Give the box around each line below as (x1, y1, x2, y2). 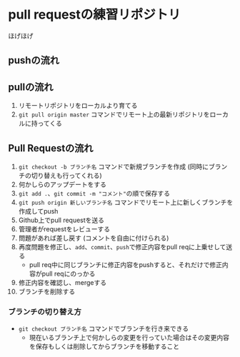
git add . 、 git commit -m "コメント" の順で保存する (18, 188, 171, 197)
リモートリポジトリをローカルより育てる (18, 101, 138, 110)
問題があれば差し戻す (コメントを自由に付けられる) (18, 233, 169, 242)
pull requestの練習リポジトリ (8, 6, 181, 23)
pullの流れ (8, 81, 54, 93)
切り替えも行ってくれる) (31, 171, 102, 179)
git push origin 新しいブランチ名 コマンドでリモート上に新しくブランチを (18, 198, 234, 206)
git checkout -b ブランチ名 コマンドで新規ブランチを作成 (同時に (18, 162, 209, 171)
